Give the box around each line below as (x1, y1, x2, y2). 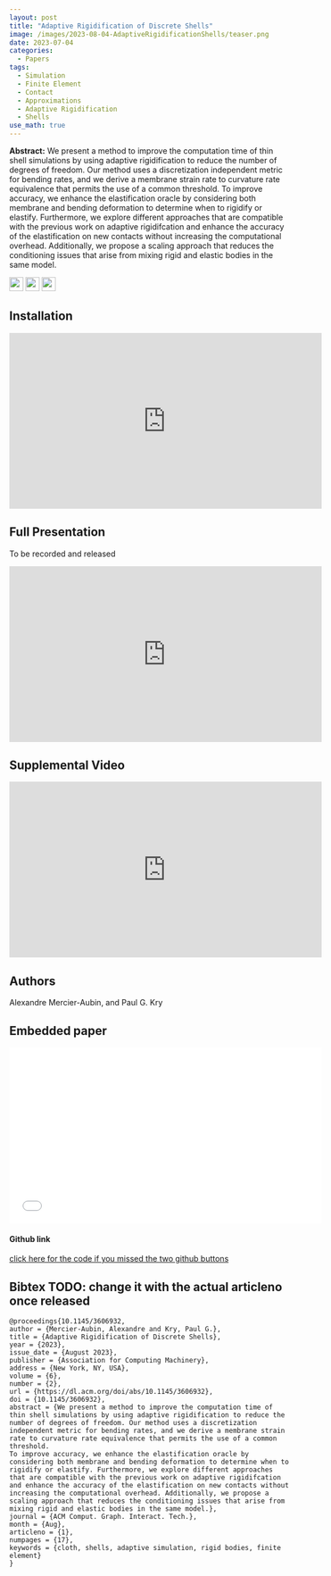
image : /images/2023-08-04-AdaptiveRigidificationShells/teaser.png (9, 29, 269, 38)
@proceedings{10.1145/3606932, (9, 1317, 126, 1326)
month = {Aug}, (9, 1520, 66, 1530)
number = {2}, (9, 1380, 62, 1388)
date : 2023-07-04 (9, 38, 74, 47)
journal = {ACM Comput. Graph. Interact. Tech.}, (9, 1513, 198, 1522)
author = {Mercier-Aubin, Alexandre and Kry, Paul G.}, (9, 1325, 221, 1334)
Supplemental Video (9, 758, 125, 773)
